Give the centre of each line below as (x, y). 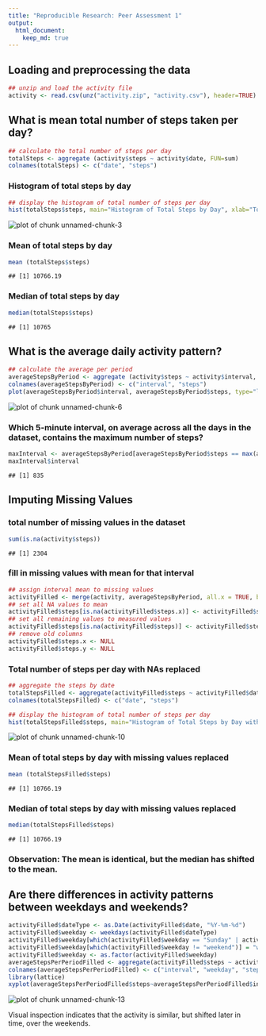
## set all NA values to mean (58, 604)
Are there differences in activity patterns (111, 895)
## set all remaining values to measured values (90, 619)
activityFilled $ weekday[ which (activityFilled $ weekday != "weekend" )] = (129, 948)
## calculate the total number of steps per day (90, 151)
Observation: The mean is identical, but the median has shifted (131, 859)
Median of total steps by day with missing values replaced (122, 808)
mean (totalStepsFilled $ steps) (60, 774)
